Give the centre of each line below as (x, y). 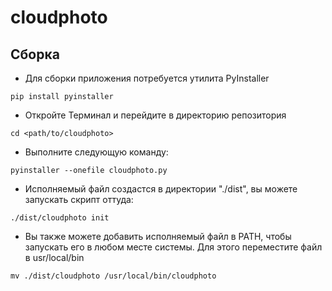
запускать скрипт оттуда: (79, 199)
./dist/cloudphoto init (60, 218)
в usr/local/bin (54, 257)
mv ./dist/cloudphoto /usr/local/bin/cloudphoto (113, 276)
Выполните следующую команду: (96, 152)
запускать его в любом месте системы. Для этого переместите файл (173, 247)
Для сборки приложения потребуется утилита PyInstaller (147, 78)
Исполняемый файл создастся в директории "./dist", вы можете (161, 189)
